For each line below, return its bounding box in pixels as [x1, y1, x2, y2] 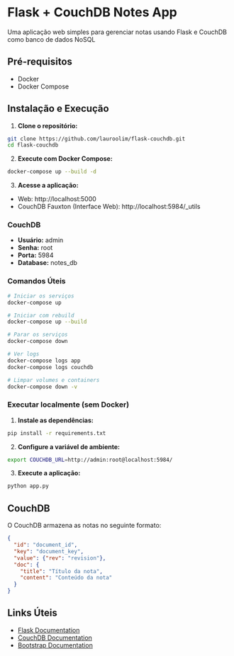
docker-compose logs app [7, 357, 81, 364]
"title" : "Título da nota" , [20, 567, 103, 575]
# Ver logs [7, 351, 40, 358]
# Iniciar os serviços [7, 292, 74, 300]
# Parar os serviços [7, 331, 69, 339]
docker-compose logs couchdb [7, 363, 94, 371]
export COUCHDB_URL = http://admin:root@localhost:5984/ [7, 456, 173, 463]
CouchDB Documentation [17, 633, 92, 642]
